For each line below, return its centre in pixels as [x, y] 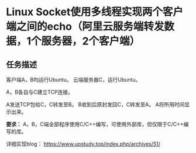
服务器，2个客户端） [91, 41]
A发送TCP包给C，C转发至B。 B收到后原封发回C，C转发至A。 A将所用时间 [95, 105]
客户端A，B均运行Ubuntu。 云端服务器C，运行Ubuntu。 [73, 80]
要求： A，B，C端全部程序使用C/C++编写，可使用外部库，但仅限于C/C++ [95, 124]
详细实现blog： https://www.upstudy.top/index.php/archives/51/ [83, 144]
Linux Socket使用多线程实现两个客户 [94, 12]
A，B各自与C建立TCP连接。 [39, 92]
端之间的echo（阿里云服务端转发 [85, 27]
